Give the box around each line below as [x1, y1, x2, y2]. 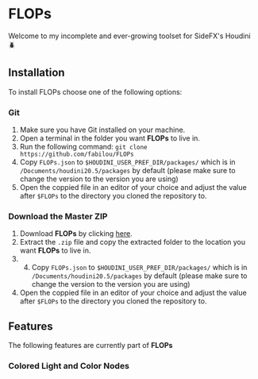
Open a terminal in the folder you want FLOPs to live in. [19, 133, 201, 143]
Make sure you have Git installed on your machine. [19, 125, 186, 135]
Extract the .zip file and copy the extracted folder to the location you [19, 238, 246, 247]
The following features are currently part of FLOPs [8, 341, 173, 350]
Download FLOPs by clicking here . [19, 229, 133, 238]
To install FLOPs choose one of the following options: [8, 87, 183, 96]
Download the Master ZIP [8, 211, 108, 222]
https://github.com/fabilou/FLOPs [19, 150, 134, 159]
